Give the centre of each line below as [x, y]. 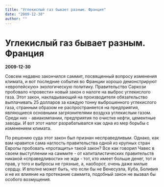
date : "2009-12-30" [25, 14]
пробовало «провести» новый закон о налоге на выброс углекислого [78, 92]
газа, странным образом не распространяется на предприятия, [72, 108]
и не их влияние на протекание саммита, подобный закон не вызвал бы [80, 174]
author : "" [16, 19]
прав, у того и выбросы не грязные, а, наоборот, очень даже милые [76, 164]
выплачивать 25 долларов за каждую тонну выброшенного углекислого [81, 102]
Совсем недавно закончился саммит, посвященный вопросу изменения [81, 76]
